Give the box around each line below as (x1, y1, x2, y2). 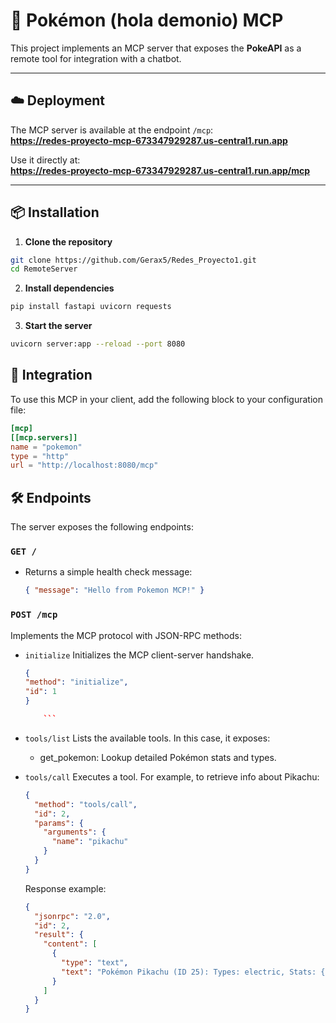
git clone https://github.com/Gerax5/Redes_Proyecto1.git (10, 255, 257, 265)
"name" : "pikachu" (51, 837, 129, 847)
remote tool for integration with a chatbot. (10, 52, 182, 64)
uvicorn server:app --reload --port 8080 (10, 339, 186, 349)
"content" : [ (43, 939, 98, 949)
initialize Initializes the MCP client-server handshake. (24, 649, 255, 661)
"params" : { (34, 818, 84, 828)
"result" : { (34, 930, 84, 940)
